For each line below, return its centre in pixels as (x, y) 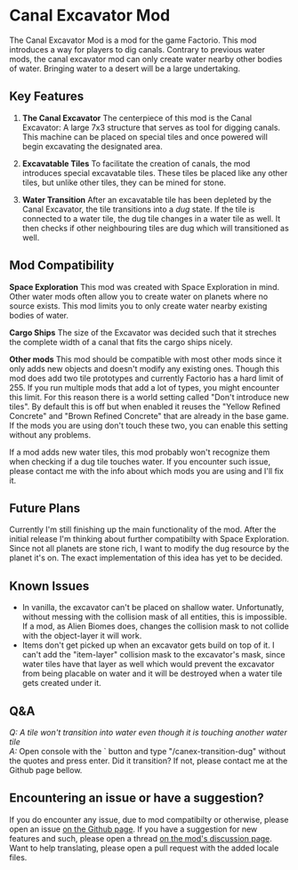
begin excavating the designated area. (92, 146)
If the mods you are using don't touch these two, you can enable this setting (149, 425)
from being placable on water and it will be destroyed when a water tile (152, 673)
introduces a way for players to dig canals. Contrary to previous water (137, 49)
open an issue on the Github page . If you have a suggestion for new (133, 829)
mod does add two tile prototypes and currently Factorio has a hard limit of (146, 378)
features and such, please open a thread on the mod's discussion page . (141, 838)
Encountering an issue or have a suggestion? (137, 798)
